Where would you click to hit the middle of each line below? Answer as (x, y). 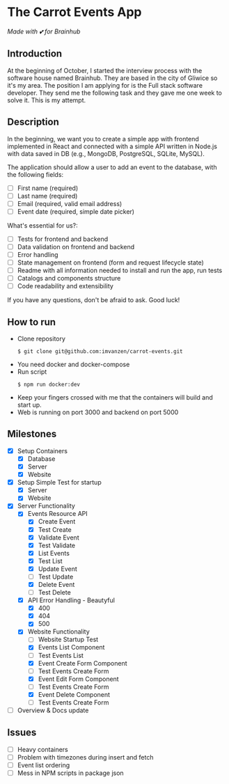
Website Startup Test (68, 640)
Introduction (35, 54)
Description (33, 122)
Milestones (32, 434)
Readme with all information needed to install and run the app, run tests (120, 271)
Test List (50, 560)
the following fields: (35, 174)
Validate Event (58, 538)
